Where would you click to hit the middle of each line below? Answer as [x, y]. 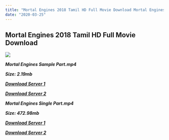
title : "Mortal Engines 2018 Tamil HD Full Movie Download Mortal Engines [85, 10]
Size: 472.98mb [22, 113]
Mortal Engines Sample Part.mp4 [41, 64]
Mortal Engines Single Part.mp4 [39, 103]
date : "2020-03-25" [26, 15]
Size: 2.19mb [19, 74]
